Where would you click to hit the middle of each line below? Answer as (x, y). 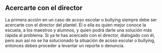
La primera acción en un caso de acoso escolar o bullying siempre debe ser (81, 19)
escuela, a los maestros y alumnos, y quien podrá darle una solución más (79, 30)
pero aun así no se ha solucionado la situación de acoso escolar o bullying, (80, 40)
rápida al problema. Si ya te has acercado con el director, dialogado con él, (80, 35)
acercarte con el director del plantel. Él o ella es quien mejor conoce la (76, 25)
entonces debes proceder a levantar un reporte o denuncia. (65, 45)
